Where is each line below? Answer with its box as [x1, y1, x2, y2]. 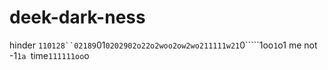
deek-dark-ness [9, 6, 146, 29]
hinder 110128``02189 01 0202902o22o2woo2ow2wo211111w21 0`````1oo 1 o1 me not [9, 39, 318, 51]
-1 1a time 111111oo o [9, 49, 90, 61]
